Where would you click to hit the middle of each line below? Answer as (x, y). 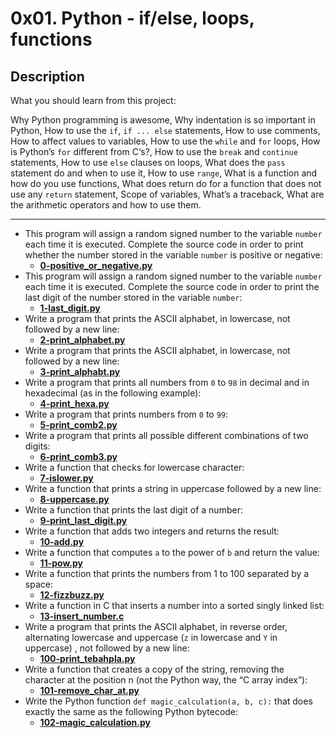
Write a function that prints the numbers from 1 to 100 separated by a (167, 573)
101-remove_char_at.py (89, 690)
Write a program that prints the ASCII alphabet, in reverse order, (156, 626)
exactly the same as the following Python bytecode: (131, 711)
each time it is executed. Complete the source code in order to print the (172, 286)
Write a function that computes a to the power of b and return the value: (172, 552)
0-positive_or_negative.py (96, 265)
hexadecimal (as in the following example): (113, 393)
